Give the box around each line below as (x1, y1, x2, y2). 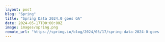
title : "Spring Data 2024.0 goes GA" (5, 16, 82, 21)
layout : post (5, 7, 32, 12)
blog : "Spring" (5, 12, 36, 16)
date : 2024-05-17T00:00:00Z (5, 20, 63, 26)
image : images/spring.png (5, 25, 58, 30)
